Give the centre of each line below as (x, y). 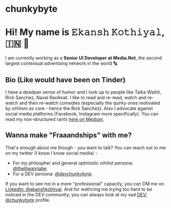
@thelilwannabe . (30, 168)
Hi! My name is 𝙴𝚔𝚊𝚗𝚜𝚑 (57, 32)
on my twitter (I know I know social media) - (52, 153)
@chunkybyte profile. (28, 200)
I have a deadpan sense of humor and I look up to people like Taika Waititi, (83, 92)
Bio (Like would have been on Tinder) (66, 80)
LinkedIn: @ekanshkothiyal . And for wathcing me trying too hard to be (79, 189)
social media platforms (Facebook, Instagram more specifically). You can (82, 113)
